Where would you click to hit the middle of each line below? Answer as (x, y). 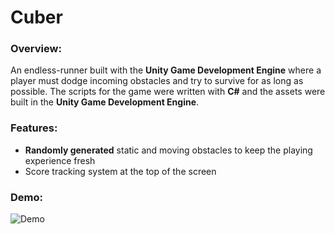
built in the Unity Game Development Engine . (105, 102)
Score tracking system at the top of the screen (120, 171)
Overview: (36, 49)
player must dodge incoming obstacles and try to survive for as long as (157, 81)
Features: (34, 128)
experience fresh (60, 160)
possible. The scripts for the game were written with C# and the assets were (168, 92)
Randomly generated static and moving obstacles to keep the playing (168, 150)
